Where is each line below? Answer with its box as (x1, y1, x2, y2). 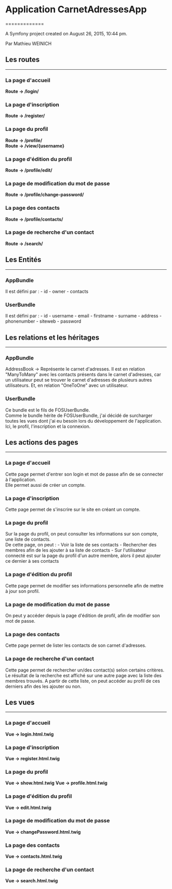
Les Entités (5, 255, 42, 264)
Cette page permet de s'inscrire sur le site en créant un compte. (5, 506, 141, 512)
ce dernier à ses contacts (5, 558, 59, 564)
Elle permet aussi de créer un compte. (5, 482, 86, 488)
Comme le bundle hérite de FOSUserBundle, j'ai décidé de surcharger (5, 412, 153, 419)
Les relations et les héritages (5, 333, 100, 342)
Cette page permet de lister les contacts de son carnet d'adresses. (5, 642, 147, 648)
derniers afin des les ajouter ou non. (5, 683, 82, 689)
